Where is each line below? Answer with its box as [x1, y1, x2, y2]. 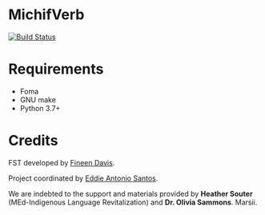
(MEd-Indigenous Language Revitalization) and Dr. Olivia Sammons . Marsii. [8, 197, 258, 207]
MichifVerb [8, 6, 85, 24]
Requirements [8, 60, 104, 78]
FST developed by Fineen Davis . [8, 157, 115, 167]
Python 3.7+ [19, 103, 61, 113]
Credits [8, 132, 58, 149]
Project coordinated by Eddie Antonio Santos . [8, 173, 159, 183]
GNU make [19, 94, 56, 105]
